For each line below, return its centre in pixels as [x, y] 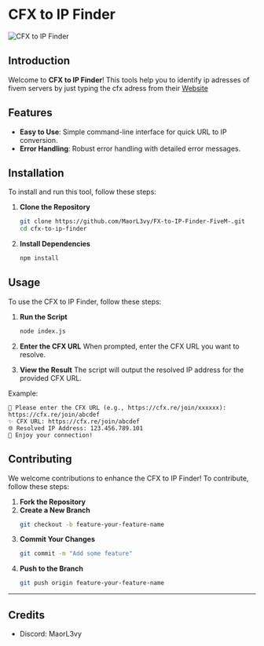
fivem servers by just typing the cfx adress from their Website [108, 88]
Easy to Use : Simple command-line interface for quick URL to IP [123, 132]
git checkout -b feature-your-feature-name [92, 524]
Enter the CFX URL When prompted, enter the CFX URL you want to [129, 346]
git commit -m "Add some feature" [76, 554]
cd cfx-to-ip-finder [53, 229]
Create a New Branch [55, 510]
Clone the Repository [55, 207]
